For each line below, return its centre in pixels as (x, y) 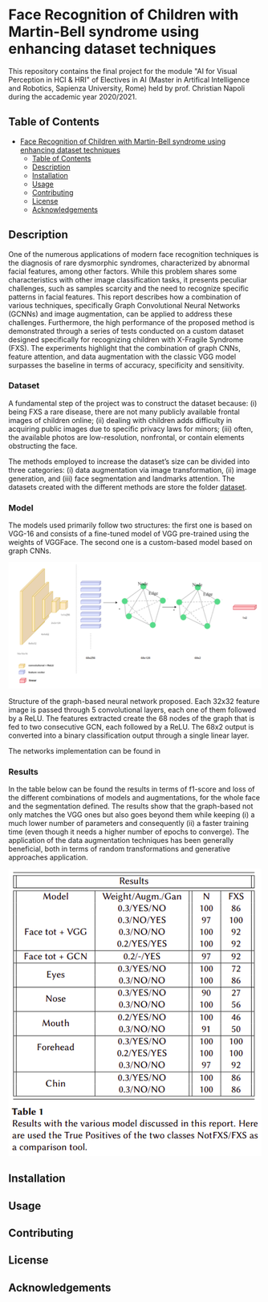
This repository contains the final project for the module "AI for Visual (123, 71)
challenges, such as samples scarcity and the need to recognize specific (129, 288)
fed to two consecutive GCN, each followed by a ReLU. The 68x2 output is (131, 726)
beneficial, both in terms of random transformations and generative (120, 848)
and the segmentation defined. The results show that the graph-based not (131, 806)
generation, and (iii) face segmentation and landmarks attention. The (122, 478)
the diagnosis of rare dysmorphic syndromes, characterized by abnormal (129, 262)
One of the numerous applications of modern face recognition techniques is (134, 254)
